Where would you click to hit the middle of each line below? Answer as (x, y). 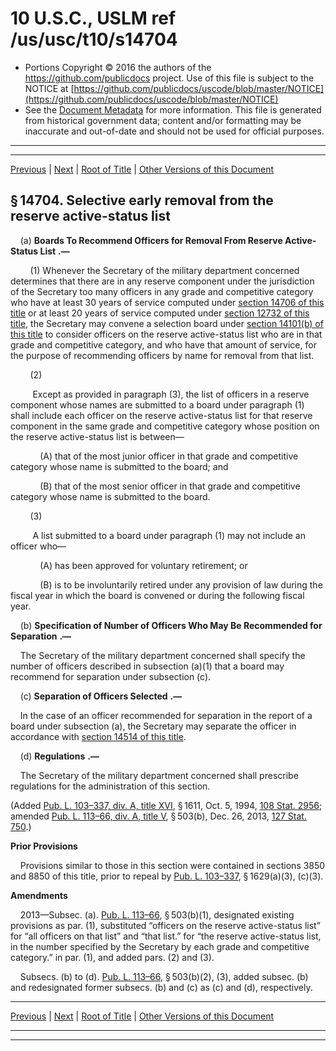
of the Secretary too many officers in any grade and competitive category (162, 291)
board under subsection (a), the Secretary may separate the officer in (153, 726)
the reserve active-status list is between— (97, 436)
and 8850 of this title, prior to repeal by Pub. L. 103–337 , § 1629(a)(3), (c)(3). (167, 876)
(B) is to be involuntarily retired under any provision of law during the (181, 584)
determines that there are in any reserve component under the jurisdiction (162, 281)
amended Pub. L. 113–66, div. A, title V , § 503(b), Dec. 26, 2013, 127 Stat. (158, 816)
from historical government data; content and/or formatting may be (163, 120)
